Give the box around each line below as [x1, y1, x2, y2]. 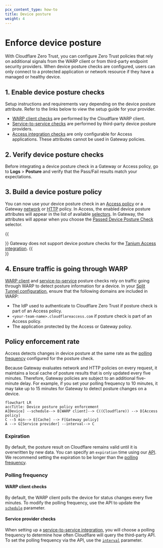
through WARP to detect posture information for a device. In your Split [5, 283, 145, 289]
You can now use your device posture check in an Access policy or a [5, 201, 144, 207]
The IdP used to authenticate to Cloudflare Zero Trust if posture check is [12, 302, 158, 308]
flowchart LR [5, 400, 32, 405]
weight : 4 [5, 16, 25, 21]
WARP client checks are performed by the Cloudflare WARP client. [12, 115, 145, 122]
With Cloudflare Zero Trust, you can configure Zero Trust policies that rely [5, 53, 153, 59]
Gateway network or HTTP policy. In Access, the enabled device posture [5, 206, 151, 212]
